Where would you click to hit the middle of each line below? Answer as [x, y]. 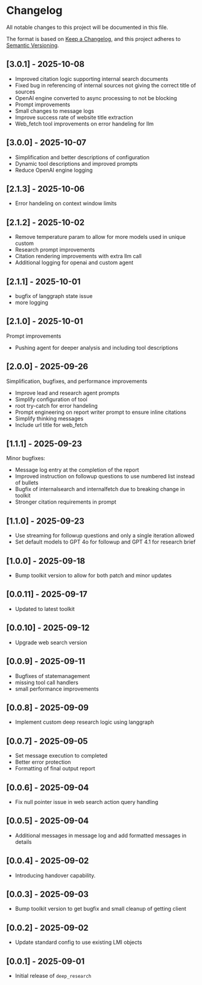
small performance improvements [57, 689]
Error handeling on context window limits [66, 203]
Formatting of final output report [55, 768]
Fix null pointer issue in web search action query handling [87, 802]
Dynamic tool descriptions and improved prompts [76, 163]
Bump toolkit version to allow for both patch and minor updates [93, 575]
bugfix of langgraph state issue [54, 296]
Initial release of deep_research [53, 976]
